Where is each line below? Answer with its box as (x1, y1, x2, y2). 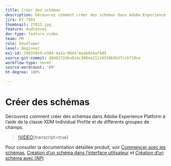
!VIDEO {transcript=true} (17, 134, 69, 140)
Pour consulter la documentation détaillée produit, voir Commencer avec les (5, 144, 166, 150)
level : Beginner (5, 46, 40, 51)
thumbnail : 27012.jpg (5, 22, 52, 27)
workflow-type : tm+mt (5, 60, 52, 65)
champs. (5, 124, 24, 130)
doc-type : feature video (5, 31, 58, 36)
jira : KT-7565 (5, 17, 36, 22)
